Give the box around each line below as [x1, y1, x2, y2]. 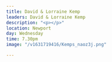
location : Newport [6, 25, 51, 31]
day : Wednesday [6, 31, 44, 37]
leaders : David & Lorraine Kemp [6, 14, 85, 20]
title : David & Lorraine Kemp [6, 8, 81, 15]
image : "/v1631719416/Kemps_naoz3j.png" [6, 42, 107, 48]
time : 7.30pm [6, 36, 38, 42]
